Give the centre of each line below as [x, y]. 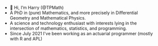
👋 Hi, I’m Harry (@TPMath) [37, 8]
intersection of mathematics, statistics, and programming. [68, 28]
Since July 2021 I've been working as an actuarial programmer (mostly [81, 34]
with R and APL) [26, 39]
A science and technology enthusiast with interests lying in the [73, 23]
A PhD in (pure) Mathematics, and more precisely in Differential [74, 13]
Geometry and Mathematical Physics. [48, 18]
